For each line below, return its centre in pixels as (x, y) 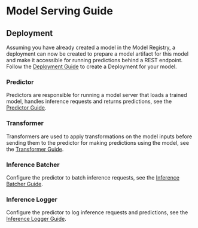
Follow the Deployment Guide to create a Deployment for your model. (92, 66)
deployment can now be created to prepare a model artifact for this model (98, 54)
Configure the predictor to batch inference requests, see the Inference (93, 177)
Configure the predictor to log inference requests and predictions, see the (97, 212)
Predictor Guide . (26, 108)
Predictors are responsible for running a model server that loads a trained (97, 95)
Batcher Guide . (25, 184)
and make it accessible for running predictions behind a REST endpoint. (95, 60)
